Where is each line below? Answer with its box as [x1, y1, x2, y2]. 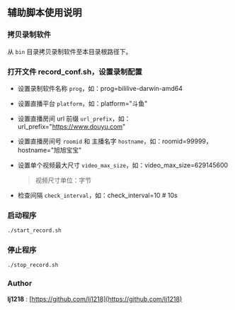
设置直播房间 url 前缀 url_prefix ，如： [17, 114, 131, 123]
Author [7, 279, 33, 289]
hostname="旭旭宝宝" [17, 145, 82, 154]
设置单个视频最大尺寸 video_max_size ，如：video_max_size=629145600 [17, 160, 229, 169]
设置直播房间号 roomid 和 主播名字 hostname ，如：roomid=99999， [17, 137, 212, 145]
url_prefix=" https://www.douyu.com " [17, 122, 126, 131]
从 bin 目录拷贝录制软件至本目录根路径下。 [7, 47, 132, 55]
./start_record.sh [7, 227, 62, 234]
